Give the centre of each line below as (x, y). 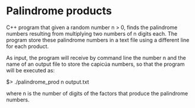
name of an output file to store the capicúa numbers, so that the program (95, 64)
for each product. (28, 46)
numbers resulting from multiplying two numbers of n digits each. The (92, 33)
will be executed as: (31, 70)
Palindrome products (59, 11)
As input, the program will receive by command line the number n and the (96, 58)
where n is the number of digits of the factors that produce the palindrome (97, 93)
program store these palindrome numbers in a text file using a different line (98, 40)
